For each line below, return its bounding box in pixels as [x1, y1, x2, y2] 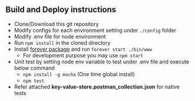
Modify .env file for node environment [14, 32, 107, 40]
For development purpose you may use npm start [22, 51, 144, 58]
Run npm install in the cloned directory [14, 39, 111, 46]
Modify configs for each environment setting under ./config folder [14, 27, 177, 34]
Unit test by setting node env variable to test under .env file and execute [14, 58, 190, 65]
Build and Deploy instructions [5, 5, 117, 15]
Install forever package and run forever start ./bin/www [14, 45, 153, 53]
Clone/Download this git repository [14, 20, 99, 27]
